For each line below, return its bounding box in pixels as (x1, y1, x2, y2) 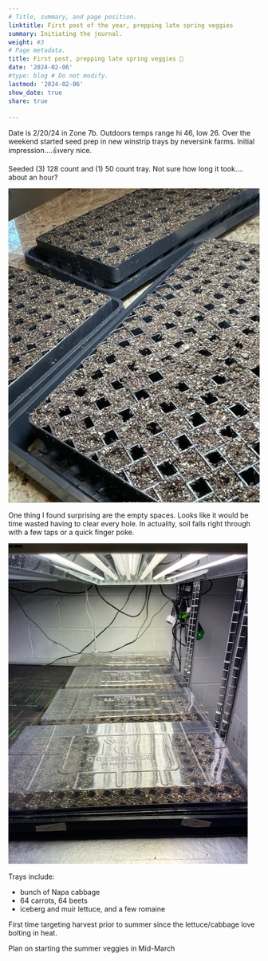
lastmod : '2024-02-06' (8, 80, 84, 88)
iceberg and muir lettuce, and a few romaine (19, 904, 166, 914)
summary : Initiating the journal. (8, 30, 124, 37)
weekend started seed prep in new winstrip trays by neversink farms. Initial (8, 136, 255, 147)
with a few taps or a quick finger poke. (8, 527, 135, 538)
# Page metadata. (8, 46, 66, 55)
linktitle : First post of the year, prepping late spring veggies (8, 21, 234, 30)
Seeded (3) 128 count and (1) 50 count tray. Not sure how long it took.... (8, 164, 244, 174)
